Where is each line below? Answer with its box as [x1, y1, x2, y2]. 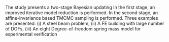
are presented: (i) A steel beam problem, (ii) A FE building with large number [5, 20, 164, 26]
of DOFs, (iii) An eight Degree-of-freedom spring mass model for [5, 26, 141, 32]
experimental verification [5, 31, 57, 37]
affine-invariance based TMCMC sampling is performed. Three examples [5, 15, 158, 21]
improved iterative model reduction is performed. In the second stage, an [5, 10, 158, 16]
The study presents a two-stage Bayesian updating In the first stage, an [5, 5, 155, 10]
